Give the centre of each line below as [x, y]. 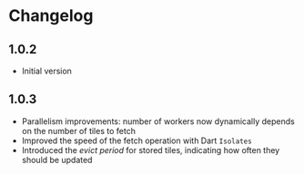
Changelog [51, 16]
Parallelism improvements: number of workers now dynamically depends [158, 121]
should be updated [57, 159]
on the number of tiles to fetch [78, 130]
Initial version [46, 71]
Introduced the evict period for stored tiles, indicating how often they [151, 150]
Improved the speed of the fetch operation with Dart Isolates [137, 140]
